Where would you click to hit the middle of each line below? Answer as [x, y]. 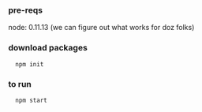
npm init [30, 64]
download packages [48, 48]
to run [20, 84]
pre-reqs [26, 10]
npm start [31, 100]
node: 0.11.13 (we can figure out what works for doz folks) [101, 28]
